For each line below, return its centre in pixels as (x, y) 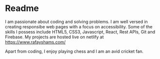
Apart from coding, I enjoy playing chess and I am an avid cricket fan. (74, 51)
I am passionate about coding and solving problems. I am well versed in (76, 22)
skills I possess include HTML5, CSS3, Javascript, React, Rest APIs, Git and (80, 32)
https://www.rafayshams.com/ (35, 42)
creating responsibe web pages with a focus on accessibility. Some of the (79, 26)
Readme (22, 8)
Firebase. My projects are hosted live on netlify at (55, 37)
